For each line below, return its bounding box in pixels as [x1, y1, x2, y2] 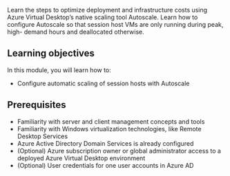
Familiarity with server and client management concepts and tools [17, 117, 205, 126]
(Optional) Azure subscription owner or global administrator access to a [17, 146, 221, 155]
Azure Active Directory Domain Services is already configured [17, 139, 194, 147]
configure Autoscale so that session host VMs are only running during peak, [7, 21, 224, 28]
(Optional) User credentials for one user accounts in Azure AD [17, 161, 194, 169]
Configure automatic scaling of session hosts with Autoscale [17, 79, 190, 87]
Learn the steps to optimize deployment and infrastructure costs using [7, 6, 208, 14]
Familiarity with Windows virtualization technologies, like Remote [17, 124, 202, 133]
